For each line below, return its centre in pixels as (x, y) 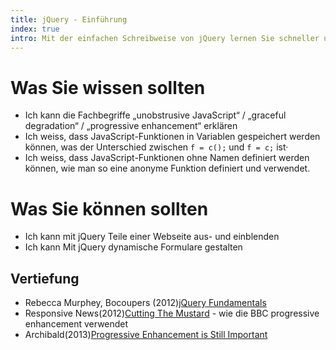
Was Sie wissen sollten (108, 87)
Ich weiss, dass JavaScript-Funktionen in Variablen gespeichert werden (172, 137)
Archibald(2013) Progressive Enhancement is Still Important (146, 335)
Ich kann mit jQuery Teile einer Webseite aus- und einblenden (152, 237)
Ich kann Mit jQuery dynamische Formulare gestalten (133, 247)
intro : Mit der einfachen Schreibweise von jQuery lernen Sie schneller (165, 38)
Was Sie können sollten (109, 208)
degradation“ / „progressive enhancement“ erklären (131, 126)
